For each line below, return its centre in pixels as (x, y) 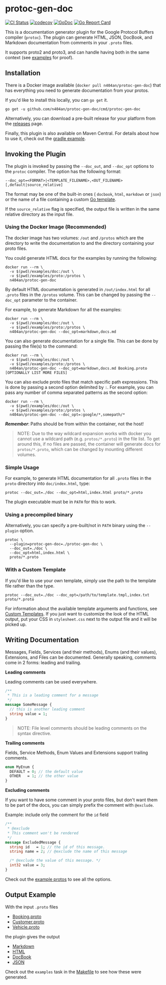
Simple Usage (22, 467)
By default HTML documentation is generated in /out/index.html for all (78, 289)
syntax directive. (34, 733)
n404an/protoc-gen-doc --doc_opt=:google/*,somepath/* (67, 415)
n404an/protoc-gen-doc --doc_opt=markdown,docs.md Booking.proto (79, 368)
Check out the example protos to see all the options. (58, 879)
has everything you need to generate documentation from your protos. (77, 90)
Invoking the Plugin (35, 154)
